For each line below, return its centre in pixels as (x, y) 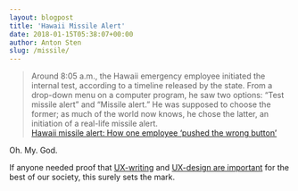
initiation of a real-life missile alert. (95, 124)
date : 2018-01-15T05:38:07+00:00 (71, 34)
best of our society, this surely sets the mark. (92, 177)
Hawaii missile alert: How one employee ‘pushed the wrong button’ (154, 133)
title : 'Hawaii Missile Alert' (67, 26)
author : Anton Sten (46, 42)
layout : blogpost (41, 17)
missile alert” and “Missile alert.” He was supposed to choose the (151, 104)
